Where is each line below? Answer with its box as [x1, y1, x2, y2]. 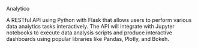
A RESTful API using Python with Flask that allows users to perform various [6, 17, 192, 23]
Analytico [6, 5, 30, 12]
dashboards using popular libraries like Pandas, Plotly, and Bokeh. [6, 36, 170, 42]
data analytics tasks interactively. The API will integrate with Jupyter [6, 23, 175, 30]
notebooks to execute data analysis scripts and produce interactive [6, 29, 173, 36]
